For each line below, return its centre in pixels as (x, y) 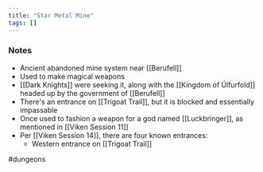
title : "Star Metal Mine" (51, 15)
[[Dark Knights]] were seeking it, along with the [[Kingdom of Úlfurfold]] (137, 85)
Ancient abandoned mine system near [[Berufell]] (101, 67)
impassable (39, 110)
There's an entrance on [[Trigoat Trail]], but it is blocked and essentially (137, 101)
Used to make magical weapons (72, 76)
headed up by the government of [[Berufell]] (92, 93)
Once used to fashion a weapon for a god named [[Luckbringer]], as (131, 118)
